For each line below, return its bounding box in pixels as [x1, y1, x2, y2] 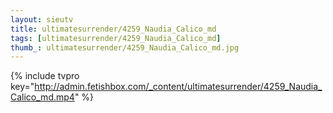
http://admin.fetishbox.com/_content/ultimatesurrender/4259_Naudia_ [34, 81, 323, 93]
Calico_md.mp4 [10, 91, 75, 103]
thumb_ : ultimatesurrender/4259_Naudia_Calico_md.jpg [10, 42, 240, 53]
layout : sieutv [10, 14, 74, 25]
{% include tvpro [10, 70, 80, 82]
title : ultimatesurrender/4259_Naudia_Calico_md [10, 24, 217, 34]
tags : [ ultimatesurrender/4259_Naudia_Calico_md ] [10, 33, 222, 43]
